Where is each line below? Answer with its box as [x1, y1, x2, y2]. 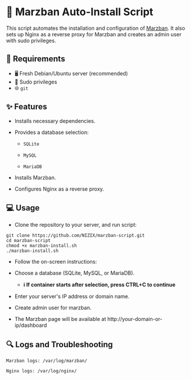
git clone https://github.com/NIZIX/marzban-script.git [6, 233, 145, 239]
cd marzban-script [6, 238, 51, 244]
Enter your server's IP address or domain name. [14, 293, 130, 300]
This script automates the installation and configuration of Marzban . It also [6, 25, 185, 32]
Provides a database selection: [14, 129, 89, 136]
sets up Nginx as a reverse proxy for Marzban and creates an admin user [6, 30, 182, 37]
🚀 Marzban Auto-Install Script [6, 5, 154, 19]
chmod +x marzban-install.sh [6, 243, 77, 249]
